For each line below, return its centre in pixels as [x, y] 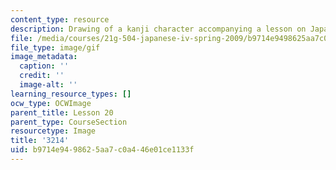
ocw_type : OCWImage [51, 103]
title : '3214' [40, 141]
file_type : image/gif [55, 47]
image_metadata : [44, 57]
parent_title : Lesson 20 [62, 112]
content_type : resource [60, 19]
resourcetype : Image [53, 131]
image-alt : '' [48, 85]
